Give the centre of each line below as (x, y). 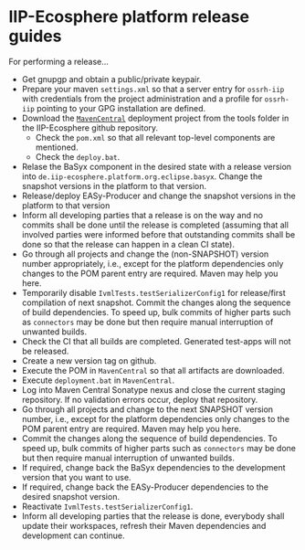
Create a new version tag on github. (89, 360)
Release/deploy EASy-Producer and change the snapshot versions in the (158, 196)
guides (35, 36)
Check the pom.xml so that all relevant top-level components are (155, 137)
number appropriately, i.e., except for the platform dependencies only (152, 263)
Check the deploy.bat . (78, 156)
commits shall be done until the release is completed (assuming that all (155, 225)
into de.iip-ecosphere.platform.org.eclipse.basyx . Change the (142, 176)
